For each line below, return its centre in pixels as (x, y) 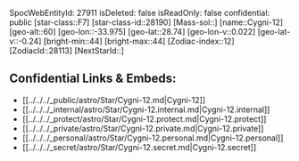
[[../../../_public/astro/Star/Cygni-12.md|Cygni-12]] (114, 100)
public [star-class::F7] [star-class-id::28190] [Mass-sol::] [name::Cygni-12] (146, 22)
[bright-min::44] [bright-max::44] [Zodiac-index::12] (139, 41)
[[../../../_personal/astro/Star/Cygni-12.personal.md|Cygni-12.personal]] (153, 138)
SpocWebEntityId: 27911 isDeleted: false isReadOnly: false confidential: (140, 13)
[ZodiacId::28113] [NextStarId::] (67, 51)
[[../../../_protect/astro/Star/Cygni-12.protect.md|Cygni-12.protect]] (144, 118)
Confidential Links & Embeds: (93, 79)
